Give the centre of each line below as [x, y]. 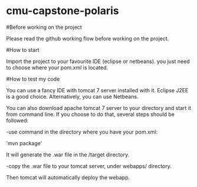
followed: [17, 120]
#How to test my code [33, 79]
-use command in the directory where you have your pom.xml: [82, 132]
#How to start [23, 50]
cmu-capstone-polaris [63, 11]
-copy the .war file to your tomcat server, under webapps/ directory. [89, 166]
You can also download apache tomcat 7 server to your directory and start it [99, 108]
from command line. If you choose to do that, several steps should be [91, 114]
